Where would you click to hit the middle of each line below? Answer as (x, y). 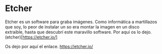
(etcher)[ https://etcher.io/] (31, 37)
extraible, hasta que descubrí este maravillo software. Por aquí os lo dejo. (78, 32)
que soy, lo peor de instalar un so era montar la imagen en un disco (72, 27)
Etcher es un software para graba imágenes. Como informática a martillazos (81, 22)
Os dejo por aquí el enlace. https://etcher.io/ (49, 46)
